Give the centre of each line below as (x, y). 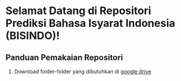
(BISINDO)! (33, 36)
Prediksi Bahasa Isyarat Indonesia (90, 23)
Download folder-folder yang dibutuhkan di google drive (83, 71)
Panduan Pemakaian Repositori (64, 57)
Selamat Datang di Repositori (78, 11)
